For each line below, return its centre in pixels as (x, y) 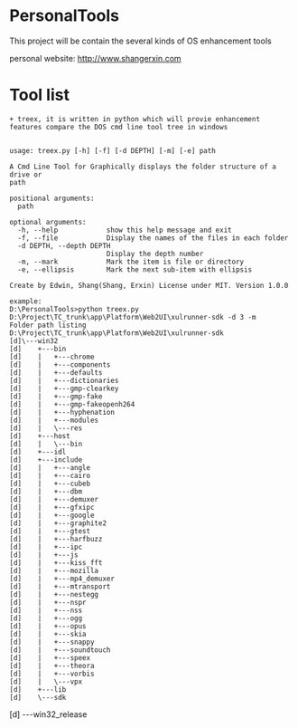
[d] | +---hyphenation (62, 412)
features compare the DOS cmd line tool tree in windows (119, 127)
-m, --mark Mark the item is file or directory (131, 262)
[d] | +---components (60, 364)
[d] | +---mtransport (60, 586)
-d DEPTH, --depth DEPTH (64, 245)
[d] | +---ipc (46, 547)
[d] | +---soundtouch (60, 650)
